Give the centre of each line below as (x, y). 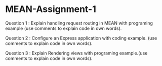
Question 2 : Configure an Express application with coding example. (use (81, 38)
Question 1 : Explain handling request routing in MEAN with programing (79, 23)
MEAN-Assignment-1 (51, 9)
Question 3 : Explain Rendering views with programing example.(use (76, 53)
